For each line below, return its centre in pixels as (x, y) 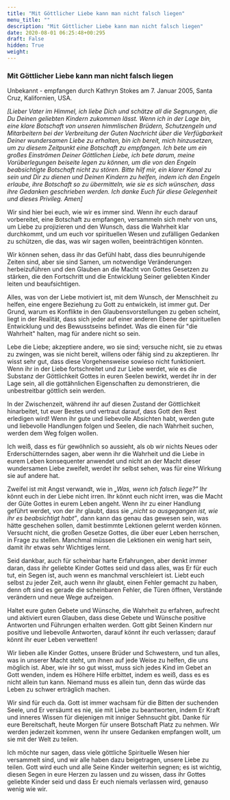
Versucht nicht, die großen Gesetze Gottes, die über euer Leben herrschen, (114, 533)
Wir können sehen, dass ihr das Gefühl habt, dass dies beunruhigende (106, 255)
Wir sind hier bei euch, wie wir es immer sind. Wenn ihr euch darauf (103, 212)
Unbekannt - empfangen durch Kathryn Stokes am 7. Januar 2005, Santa (110, 91)
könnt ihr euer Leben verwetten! (52, 640)
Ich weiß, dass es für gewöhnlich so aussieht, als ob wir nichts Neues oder (112, 446)
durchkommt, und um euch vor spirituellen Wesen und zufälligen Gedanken (113, 234)
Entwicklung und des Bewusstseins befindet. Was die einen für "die (102, 326)
